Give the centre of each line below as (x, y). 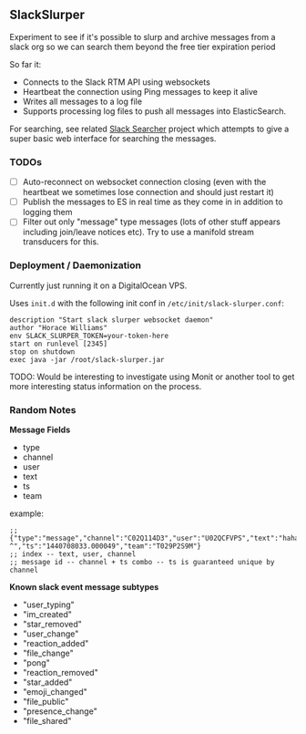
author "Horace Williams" (58, 327)
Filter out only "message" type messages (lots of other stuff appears (151, 222)
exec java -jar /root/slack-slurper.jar (87, 359)
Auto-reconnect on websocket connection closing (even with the (144, 182)
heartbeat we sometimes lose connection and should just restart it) (148, 192)
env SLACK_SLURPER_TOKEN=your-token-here (89, 336)
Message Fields (40, 429)
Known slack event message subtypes (84, 586)
